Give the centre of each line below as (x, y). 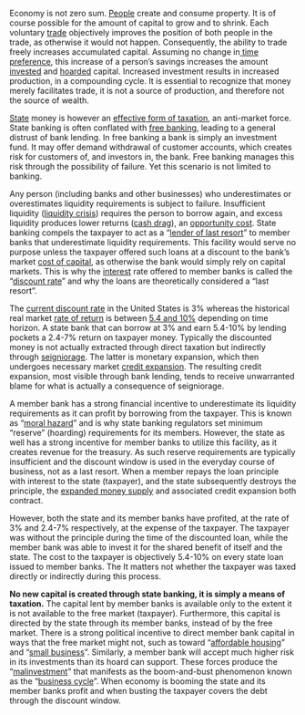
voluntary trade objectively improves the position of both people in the (141, 32)
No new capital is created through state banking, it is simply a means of (147, 594)
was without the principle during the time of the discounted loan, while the (149, 538)
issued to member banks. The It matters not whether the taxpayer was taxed (153, 566)
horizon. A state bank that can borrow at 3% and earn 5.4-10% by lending (148, 328)
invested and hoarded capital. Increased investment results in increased (144, 71)
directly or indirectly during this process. (86, 576)
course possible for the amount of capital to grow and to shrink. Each (139, 23)
